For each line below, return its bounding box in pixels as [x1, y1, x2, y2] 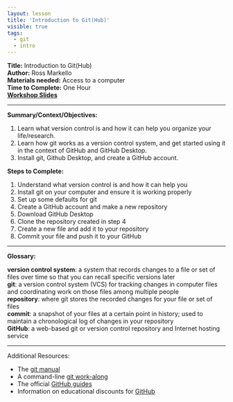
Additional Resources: [7, 351, 70, 360]
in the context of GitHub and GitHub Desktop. [17, 146, 147, 155]
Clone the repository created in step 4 [17, 218, 126, 225]
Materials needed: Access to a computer [7, 76, 126, 84]
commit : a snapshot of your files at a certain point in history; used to [7, 310, 203, 317]
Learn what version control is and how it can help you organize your [17, 124, 212, 132]
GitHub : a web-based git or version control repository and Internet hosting [7, 324, 221, 333]
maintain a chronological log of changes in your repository [7, 317, 174, 325]
